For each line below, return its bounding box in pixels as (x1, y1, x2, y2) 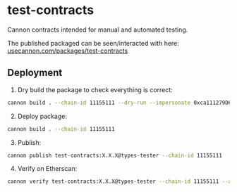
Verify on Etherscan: (17, 165, 78, 173)
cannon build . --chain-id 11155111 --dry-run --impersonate (7, 99, 191, 106)
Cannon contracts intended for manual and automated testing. (7, 25, 188, 34)
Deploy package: (17, 112, 67, 120)
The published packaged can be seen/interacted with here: (7, 39, 180, 47)
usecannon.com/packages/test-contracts (7, 46, 128, 55)
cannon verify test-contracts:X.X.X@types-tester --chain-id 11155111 (7, 178, 219, 185)
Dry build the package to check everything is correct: (17, 85, 173, 94)
